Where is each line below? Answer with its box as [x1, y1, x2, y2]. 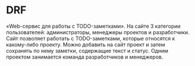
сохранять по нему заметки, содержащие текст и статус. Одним [6, 47, 169, 54]
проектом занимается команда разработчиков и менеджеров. [6, 53, 163, 60]
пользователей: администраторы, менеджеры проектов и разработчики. [6, 28, 190, 35]
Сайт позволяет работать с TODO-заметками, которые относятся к [6, 35, 176, 42]
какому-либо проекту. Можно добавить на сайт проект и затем [6, 41, 166, 48]
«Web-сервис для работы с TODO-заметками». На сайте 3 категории [6, 23, 181, 30]
